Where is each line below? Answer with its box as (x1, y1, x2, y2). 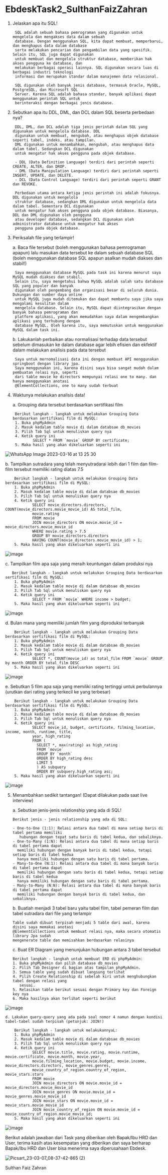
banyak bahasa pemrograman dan (12, 310, 78, 315)
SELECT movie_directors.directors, (32, 502, 107, 507)
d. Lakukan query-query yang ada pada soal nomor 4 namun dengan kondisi (5, 1014, 163, 1019)
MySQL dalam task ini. (12, 327, 60, 332)
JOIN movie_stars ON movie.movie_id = (32, 1098, 113, 1103)
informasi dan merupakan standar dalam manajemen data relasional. (15, 74, 159, 79)
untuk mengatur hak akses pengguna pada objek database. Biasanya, (15, 208, 159, 213)
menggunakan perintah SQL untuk (12, 96, 80, 101)
